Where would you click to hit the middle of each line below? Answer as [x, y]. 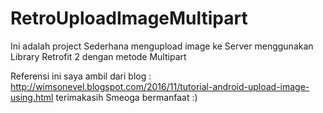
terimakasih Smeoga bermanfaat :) [126, 97]
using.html [32, 97]
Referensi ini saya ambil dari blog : [81, 76]
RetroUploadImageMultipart [129, 18]
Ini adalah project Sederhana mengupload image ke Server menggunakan [162, 46]
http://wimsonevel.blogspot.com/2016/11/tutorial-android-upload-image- [160, 86]
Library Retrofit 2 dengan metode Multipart [98, 56]
